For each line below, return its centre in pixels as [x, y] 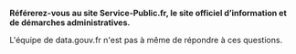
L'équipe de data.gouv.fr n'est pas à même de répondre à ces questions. [146, 40]
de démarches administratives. [70, 22]
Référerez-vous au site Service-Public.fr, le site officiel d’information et [148, 13]
